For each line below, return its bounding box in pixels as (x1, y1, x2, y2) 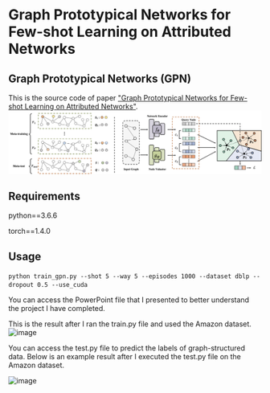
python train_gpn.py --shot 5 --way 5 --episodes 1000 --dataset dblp (8, 272, 250, 280)
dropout (8, 281, 35, 289)
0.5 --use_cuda (37, 281, 88, 289)
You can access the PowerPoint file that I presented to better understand (8, 295, 250, 305)
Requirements (8, 189, 80, 203)
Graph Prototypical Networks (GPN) (8, 72, 191, 85)
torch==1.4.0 (8, 227, 51, 236)
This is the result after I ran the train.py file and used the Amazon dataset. (8, 319, 252, 329)
